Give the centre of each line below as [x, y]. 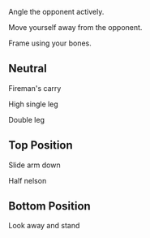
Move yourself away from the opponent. [75, 27]
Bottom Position [49, 206]
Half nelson [28, 180]
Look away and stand [44, 226]
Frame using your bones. [50, 43]
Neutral [28, 69]
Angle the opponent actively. [56, 12]
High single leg [33, 104]
